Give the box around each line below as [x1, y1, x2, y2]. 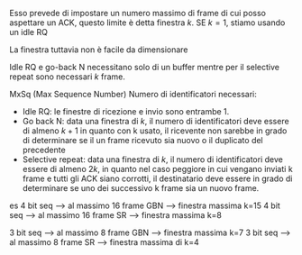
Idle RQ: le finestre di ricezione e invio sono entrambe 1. [22, 106, 230, 116]
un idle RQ [9, 27, 48, 37]
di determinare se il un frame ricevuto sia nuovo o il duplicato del [22, 135, 263, 145]
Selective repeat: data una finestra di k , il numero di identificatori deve [22, 154, 284, 165]
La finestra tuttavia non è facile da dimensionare [9, 44, 188, 55]
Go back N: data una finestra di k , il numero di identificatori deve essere [22, 116, 290, 126]
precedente [22, 144, 66, 155]
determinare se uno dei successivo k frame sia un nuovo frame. [22, 183, 260, 193]
